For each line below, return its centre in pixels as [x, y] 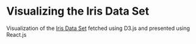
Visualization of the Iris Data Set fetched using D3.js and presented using [98, 28]
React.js [16, 34]
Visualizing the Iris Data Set [78, 11]
